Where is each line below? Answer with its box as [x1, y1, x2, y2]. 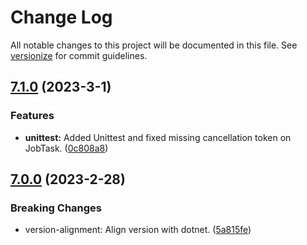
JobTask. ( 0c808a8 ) [24, 142, 109, 154]
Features [10, 109, 55, 123]
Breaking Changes [10, 201, 103, 215]
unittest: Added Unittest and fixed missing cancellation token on [24, 131, 292, 143]
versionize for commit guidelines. [10, 49, 148, 61]
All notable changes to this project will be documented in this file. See [10, 39, 298, 51]
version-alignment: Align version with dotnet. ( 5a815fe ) [24, 224, 252, 236]
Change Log [10, 6, 113, 29]
